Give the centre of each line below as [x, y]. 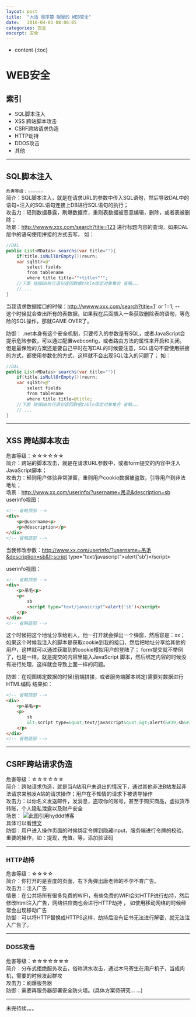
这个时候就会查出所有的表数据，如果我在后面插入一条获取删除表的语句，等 [95, 313]
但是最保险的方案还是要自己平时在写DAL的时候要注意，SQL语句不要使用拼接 [98, 348]
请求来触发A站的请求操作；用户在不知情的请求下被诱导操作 [82, 794]
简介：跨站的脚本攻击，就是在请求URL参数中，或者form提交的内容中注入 [93, 463]
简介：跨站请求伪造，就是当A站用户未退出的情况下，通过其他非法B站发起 [94, 787]
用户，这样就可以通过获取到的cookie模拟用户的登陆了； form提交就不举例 [94, 650]
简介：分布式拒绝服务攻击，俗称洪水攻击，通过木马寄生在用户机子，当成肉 [95, 968]
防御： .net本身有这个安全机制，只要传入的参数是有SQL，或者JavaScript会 [96, 333]
